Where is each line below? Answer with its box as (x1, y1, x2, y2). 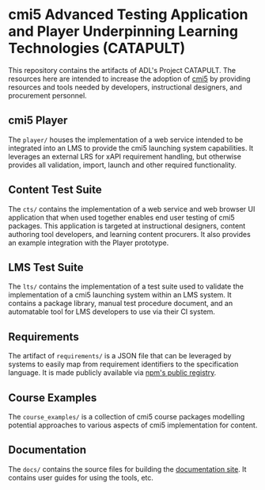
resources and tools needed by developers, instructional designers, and (8, 82, 243, 92)
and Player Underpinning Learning (8, 22, 239, 40)
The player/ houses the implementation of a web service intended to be (8, 135, 244, 144)
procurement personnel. (8, 90, 87, 100)
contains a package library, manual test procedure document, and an (8, 299, 233, 308)
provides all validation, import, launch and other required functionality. (8, 160, 237, 170)
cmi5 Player (8, 113, 68, 128)
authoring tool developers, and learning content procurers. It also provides (8, 229, 251, 239)
